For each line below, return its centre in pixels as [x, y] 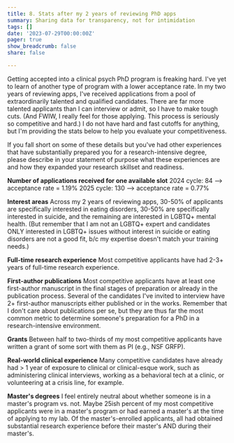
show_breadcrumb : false [42, 46]
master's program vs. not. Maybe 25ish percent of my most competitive [110, 403]
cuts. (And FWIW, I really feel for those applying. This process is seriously [113, 116]
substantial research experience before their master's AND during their [109, 425]
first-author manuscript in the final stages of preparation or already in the [112, 288]
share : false [26, 53]
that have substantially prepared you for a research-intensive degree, [107, 152]
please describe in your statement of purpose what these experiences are [114, 159]
